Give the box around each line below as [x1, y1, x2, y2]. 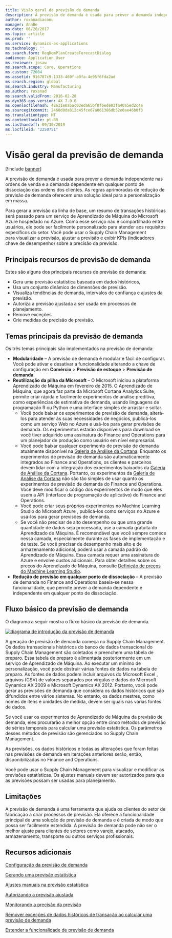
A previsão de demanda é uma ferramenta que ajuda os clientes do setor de [5, 806, 166, 812]
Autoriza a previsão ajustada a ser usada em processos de [12, 301, 137, 307]
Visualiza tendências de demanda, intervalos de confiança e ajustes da [12, 290, 163, 296]
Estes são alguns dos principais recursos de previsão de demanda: [5, 269, 147, 275]
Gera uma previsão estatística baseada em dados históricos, [12, 279, 141, 285]
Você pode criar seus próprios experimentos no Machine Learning [20, 503, 160, 509]
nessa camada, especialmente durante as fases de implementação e [20, 535, 165, 542]
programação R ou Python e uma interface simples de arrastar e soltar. [12, 405, 163, 411]
